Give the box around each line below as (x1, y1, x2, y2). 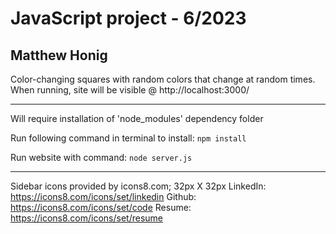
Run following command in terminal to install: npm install (10, 132, 247, 144)
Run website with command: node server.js (10, 152, 193, 163)
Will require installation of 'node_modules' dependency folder (10, 113, 264, 124)
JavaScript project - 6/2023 (10, 7, 247, 30)
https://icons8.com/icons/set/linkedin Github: (10, 191, 197, 202)
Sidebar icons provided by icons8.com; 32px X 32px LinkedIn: (10, 180, 267, 192)
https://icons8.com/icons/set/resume (10, 212, 164, 224)
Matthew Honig (10, 47, 108, 64)
